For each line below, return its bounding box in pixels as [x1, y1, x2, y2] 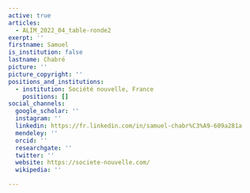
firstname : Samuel [8, 41, 69, 49]
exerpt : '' [8, 33, 44, 42]
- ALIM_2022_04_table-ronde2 [15, 26, 112, 34]
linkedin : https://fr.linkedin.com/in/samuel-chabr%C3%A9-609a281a [15, 122, 243, 130]
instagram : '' [15, 115, 62, 123]
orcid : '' [15, 136, 47, 145]
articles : [8, 19, 41, 27]
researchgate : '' [15, 144, 73, 152]
